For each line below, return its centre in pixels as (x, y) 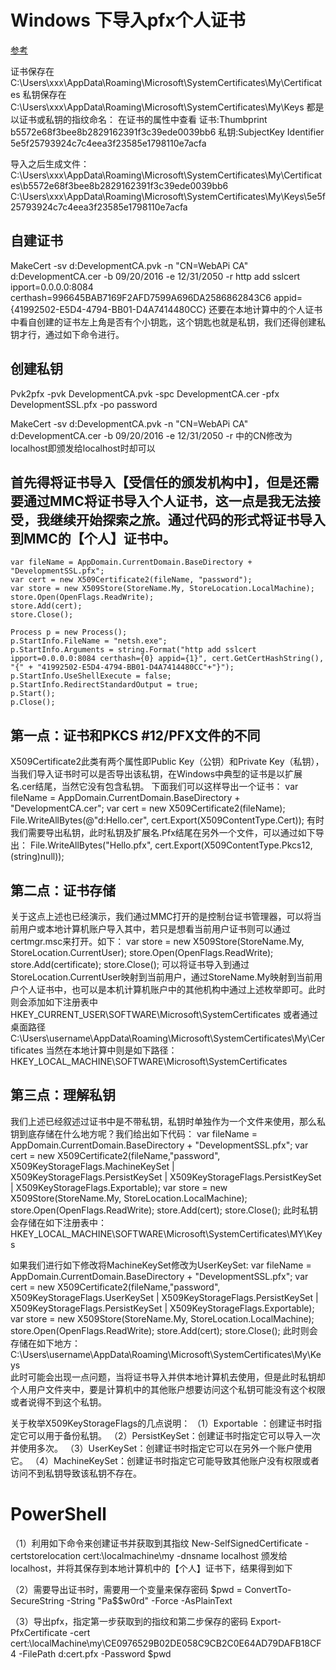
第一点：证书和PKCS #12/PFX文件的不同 (135, 735)
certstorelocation (45, 1555)
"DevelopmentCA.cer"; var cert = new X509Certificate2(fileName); (148, 808)
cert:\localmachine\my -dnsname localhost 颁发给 (185, 1555)
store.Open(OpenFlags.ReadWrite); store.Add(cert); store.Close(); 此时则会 (164, 1330)
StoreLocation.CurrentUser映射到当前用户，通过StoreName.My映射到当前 (162, 977)
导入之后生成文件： (50, 163)
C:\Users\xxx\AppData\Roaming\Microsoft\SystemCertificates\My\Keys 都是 (167, 107)
